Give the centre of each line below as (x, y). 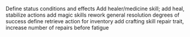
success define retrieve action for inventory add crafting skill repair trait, (95, 21)
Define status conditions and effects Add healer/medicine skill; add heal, (95, 9)
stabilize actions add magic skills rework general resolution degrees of (93, 15)
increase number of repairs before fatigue (57, 27)
